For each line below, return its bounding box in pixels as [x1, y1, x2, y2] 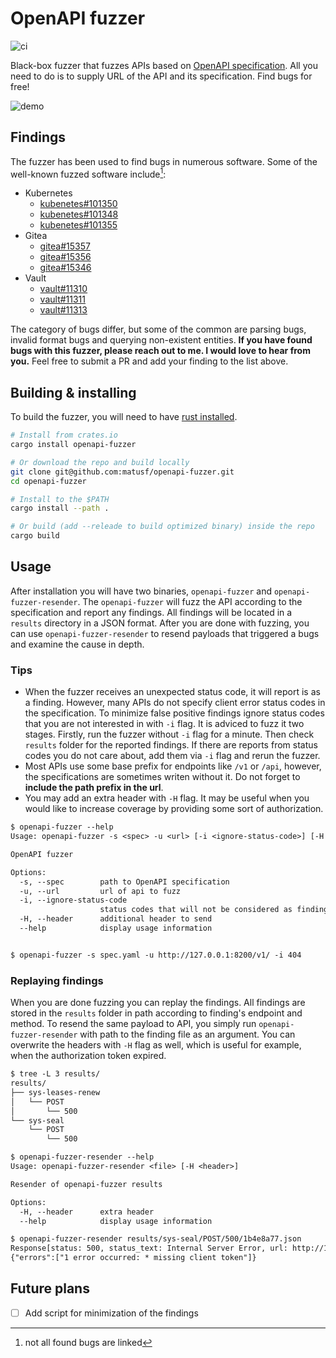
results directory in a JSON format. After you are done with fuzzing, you [10, 617, 310, 629]
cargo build [10, 531, 60, 541]
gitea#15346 [39, 262, 92, 274]
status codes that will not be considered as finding [99, 905, 329, 915]
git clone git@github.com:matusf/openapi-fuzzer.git [10, 467, 235, 477]
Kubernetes [24, 187, 73, 199]
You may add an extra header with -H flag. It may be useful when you [24, 792, 310, 804]
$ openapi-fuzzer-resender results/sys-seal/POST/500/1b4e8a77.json [10, 1234, 302, 1244]
